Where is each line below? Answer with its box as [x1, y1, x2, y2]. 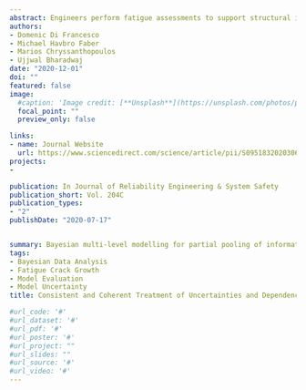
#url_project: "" [9, 341, 76, 351]
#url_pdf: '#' [9, 324, 64, 334]
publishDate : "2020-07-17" [9, 216, 112, 225]
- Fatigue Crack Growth [9, 265, 100, 274]
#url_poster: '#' [9, 333, 76, 342]
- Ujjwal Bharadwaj [9, 56, 84, 65]
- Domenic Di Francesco [9, 30, 100, 39]
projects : [9, 157, 47, 166]
